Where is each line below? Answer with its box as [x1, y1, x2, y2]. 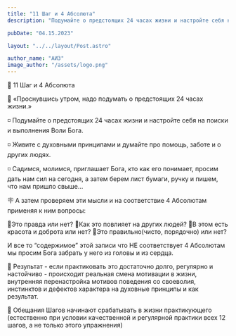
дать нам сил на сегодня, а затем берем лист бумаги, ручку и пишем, [7, 175, 218, 183]
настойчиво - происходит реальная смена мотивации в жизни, [7, 270, 197, 278]
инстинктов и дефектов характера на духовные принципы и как [7, 285, 199, 293]
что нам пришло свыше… [7, 182, 84, 190]
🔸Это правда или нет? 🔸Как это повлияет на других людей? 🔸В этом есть [7, 220, 228, 228]
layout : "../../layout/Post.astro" [7, 42, 112, 49]
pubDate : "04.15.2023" [7, 30, 74, 37]
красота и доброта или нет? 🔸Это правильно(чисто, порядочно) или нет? [7, 228, 227, 236]
